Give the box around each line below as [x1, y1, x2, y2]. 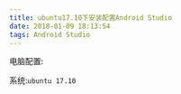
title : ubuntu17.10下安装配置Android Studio [9, 13, 173, 23]
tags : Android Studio [9, 30, 91, 39]
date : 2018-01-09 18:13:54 [9, 22, 111, 31]
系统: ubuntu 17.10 [9, 75, 77, 86]
